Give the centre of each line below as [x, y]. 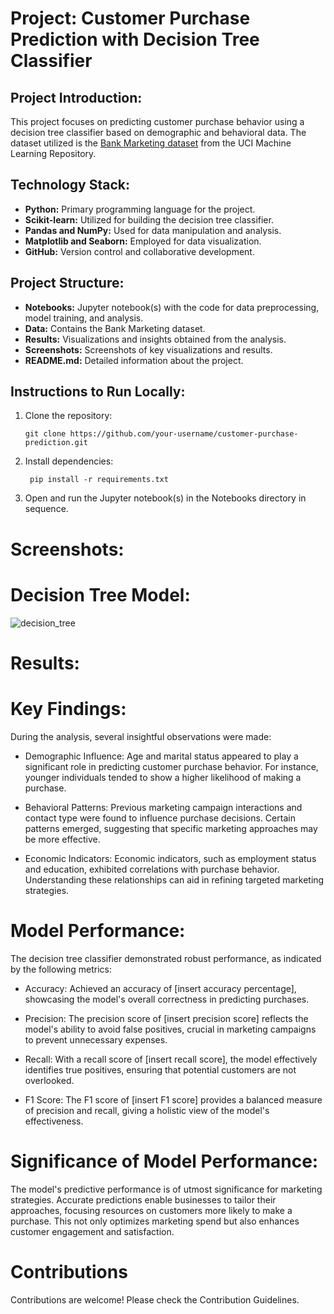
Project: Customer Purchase [130, 18]
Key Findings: [68, 708]
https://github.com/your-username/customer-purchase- [184, 434]
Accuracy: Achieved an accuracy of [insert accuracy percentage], [160, 988]
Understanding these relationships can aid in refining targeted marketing [174, 879]
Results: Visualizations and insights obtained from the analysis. [155, 339]
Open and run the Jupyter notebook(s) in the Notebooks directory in [165, 498]
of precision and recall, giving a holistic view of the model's [147, 1110]
